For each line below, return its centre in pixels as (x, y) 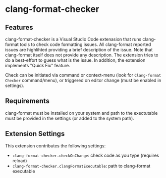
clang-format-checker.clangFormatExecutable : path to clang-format (81, 166)
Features (19, 27)
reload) (20, 160)
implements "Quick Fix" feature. (38, 66)
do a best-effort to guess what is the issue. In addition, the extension (75, 60)
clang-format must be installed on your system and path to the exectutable (82, 113)
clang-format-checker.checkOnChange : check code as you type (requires (86, 155)
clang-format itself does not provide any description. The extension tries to (82, 55)
